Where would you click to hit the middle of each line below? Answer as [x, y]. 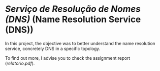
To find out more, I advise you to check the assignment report [68, 58]
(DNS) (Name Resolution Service [73, 19]
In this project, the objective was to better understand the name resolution [80, 43]
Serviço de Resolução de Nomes [73, 9]
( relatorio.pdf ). [20, 63]
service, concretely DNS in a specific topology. [53, 48]
